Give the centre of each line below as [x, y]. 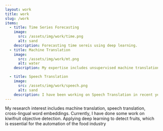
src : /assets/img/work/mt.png [48, 59]
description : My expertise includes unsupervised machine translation [87, 68]
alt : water [29, 63]
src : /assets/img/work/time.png [50, 37]
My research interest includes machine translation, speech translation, [75, 108]
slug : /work [17, 18]
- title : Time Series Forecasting [44, 28]
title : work [17, 14]
